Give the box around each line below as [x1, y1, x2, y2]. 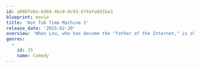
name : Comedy [17, 53, 49, 59]
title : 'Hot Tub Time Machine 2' [6, 20, 89, 25]
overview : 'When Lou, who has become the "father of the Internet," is [6, 31, 187, 37]
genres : [6, 36, 26, 42]
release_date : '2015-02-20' [6, 25, 76, 31]
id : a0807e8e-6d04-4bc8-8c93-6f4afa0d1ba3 [6, 8, 113, 15]
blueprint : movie [6, 14, 49, 20]
